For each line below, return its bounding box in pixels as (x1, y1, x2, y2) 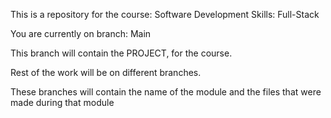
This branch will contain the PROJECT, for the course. (10, 47, 233, 59)
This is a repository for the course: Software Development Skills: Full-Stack (10, 9, 320, 20)
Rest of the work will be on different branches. (10, 67, 202, 78)
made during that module (10, 97, 115, 108)
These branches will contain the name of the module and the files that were (10, 86, 322, 98)
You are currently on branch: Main (10, 28, 152, 39)
